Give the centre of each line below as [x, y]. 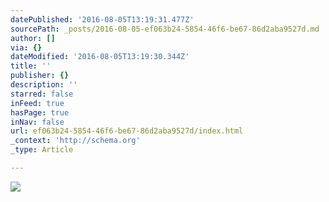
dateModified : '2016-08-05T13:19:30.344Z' [100, 57]
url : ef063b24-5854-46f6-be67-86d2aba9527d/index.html [127, 131]
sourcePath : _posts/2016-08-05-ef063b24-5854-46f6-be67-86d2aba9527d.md [165, 29]
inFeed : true [37, 103]
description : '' [44, 85]
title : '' [31, 66]
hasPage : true [40, 112]
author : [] [33, 38]
